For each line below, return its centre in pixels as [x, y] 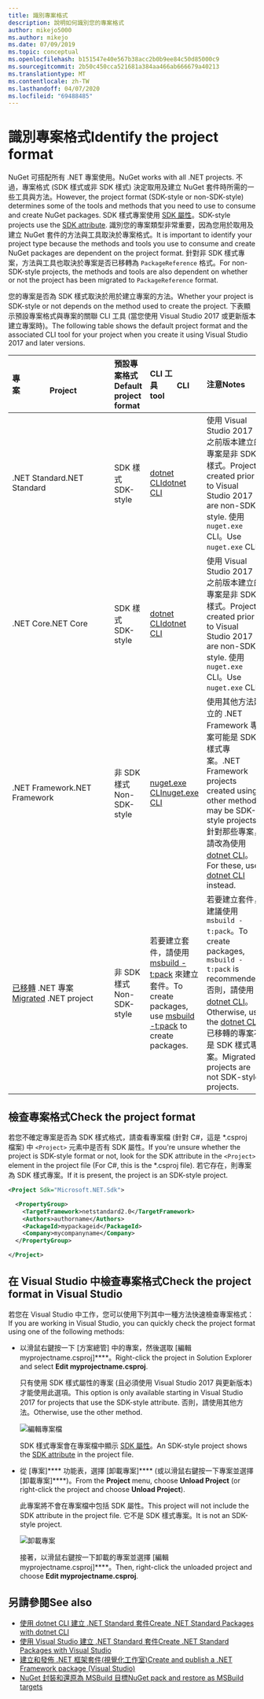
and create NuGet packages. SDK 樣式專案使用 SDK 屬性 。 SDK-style [119, 215]
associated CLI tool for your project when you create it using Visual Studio [128, 334]
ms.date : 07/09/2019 [42, 45]
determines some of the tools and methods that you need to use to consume [132, 206]
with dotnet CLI [44, 1632]
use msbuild [172, 1016]
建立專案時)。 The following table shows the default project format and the [128, 326]
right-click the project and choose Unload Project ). [103, 1489]
